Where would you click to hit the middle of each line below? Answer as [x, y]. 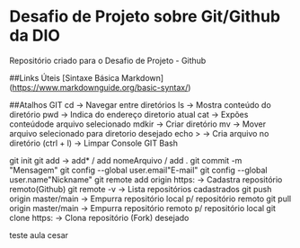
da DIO [35, 35]
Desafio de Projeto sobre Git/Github [145, 17]
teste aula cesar [39, 235]
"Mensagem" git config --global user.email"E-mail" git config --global [138, 170]
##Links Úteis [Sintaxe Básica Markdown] [87, 77]
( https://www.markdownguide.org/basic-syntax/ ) [100, 87]
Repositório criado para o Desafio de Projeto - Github [108, 60]
